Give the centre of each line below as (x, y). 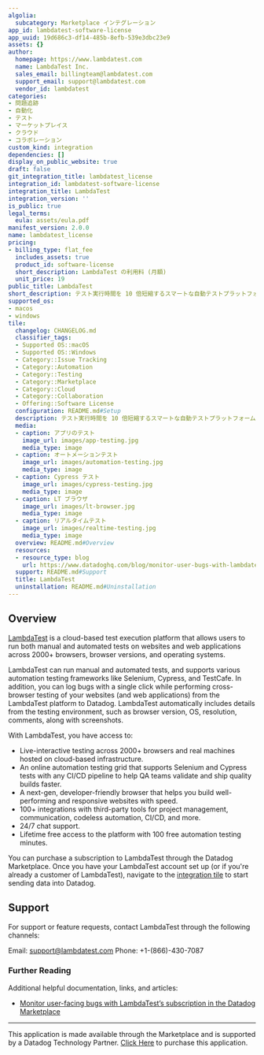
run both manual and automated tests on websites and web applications (125, 646)
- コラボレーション (35, 140)
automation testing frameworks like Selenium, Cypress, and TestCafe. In (125, 678)
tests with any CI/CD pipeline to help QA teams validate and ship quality (136, 775)
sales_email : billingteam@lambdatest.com (84, 74)
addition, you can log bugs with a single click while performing (109, 686)
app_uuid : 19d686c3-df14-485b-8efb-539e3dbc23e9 (89, 37)
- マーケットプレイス (38, 125)
